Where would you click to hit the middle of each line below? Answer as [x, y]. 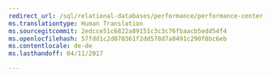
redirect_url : [32, 16]
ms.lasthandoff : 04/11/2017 [56, 53]
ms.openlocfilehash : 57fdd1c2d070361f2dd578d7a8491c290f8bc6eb [118, 38]
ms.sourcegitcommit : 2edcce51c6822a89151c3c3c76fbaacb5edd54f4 [118, 31]
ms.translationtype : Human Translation [76, 24]
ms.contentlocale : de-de [50, 46]
